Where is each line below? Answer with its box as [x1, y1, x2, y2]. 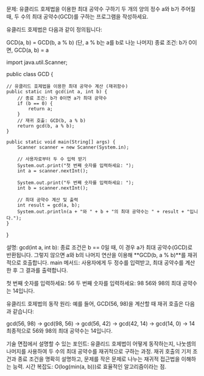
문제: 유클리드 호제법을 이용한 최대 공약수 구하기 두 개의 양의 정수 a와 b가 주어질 [6, 5, 196, 12]
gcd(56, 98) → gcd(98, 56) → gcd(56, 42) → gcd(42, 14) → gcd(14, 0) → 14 [6, 320, 195, 327]
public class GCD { [6, 71, 54, 77]
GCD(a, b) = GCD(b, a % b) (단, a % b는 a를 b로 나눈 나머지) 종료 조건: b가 [6, 39, 188, 46]
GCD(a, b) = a [14, 46, 49, 54]
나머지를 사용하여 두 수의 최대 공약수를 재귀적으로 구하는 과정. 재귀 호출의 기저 [6, 348, 192, 355]
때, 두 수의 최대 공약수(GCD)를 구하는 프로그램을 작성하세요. [6, 13, 149, 20]
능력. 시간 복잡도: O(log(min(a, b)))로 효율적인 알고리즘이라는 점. [12, 363, 167, 370]
